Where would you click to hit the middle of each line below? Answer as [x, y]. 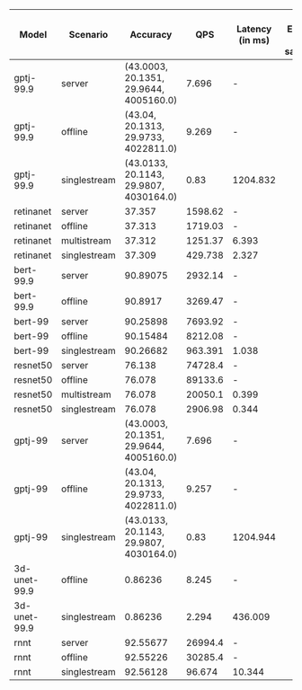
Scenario [89, 35]
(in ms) [254, 40]
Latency [254, 29]
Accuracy [151, 35]
